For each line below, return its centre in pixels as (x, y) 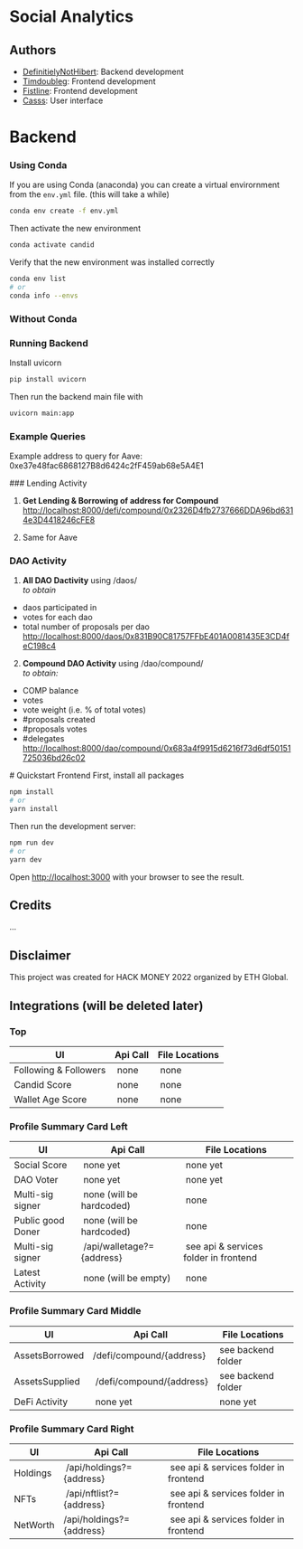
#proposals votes (55, 729)
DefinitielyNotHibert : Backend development (103, 71)
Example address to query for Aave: (76, 456)
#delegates (43, 739)
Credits (31, 906)
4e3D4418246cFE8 (59, 520)
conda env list (38, 279)
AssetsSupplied (47, 1381)
